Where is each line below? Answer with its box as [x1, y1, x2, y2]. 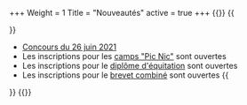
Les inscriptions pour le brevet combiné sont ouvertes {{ [21, 70, 229, 80]
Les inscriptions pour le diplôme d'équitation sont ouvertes [21, 61, 238, 71]
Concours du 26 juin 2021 [21, 41, 117, 52]
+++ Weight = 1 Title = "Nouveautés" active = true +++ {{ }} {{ [9, 8, 235, 18]
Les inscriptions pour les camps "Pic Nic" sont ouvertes [21, 51, 227, 61]
